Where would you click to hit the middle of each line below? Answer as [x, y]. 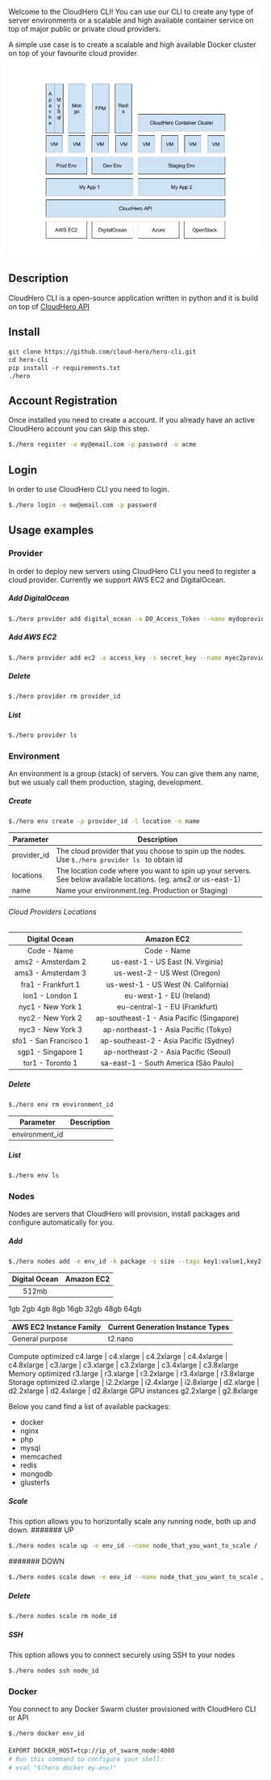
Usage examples [51, 531]
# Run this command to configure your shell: [86, 1759]
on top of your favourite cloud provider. [73, 53]
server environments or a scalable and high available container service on [131, 20]
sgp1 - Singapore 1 [50, 1052]
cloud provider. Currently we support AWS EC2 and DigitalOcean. [117, 580]
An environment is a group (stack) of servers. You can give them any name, [134, 774]
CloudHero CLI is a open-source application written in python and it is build [133, 298]
